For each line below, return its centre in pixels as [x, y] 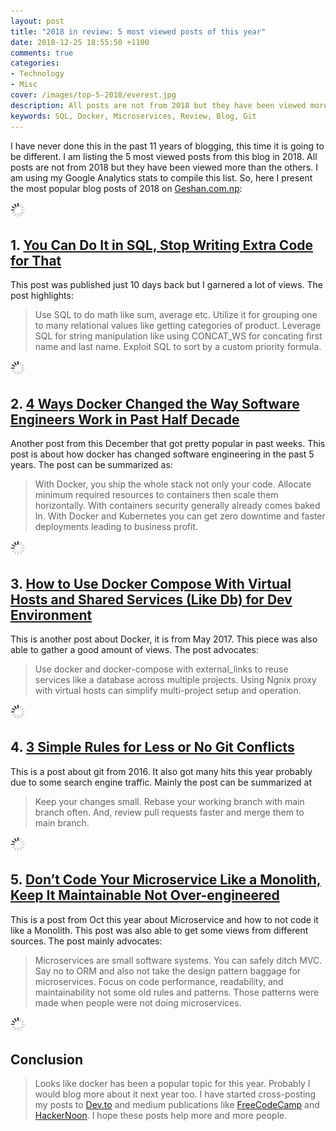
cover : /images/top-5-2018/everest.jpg [93, 95]
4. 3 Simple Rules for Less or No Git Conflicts [152, 747]
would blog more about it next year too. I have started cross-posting [175, 1094]
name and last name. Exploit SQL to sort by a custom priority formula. [178, 347]
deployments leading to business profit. [116, 527]
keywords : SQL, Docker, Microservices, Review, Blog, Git [133, 116]
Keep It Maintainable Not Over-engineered [145, 895]
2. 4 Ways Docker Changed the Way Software [155, 403]
